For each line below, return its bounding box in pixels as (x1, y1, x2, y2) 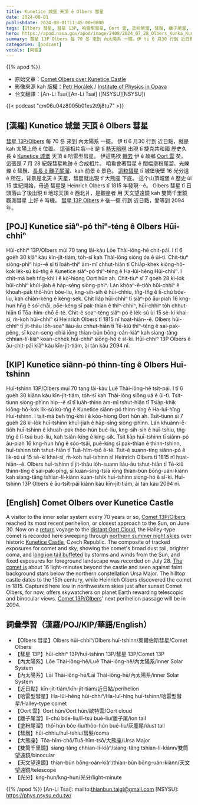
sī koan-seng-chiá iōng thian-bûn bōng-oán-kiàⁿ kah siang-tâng (21, 329, 178, 336)
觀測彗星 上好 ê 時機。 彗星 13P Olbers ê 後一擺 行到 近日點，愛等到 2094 (6, 196, 184, 204)
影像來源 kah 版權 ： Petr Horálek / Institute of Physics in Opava (14, 83, 167, 90)
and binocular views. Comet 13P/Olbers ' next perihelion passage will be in (6, 595, 186, 602)
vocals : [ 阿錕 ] (6, 47, 42, 53)
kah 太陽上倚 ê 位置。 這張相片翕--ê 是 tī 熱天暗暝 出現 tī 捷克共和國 (6, 145, 170, 152)
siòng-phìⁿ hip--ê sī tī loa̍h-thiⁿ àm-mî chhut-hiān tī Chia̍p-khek (6, 261, 160, 268)
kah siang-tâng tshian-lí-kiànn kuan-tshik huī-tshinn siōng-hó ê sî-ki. (6, 473, 174, 481)
